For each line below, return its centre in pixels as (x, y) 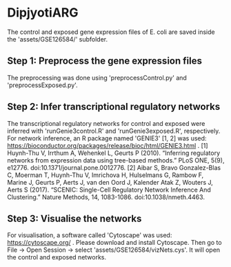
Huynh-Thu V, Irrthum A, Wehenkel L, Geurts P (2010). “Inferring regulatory (114, 153)
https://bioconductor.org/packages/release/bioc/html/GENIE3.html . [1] (108, 145)
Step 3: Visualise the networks (74, 218)
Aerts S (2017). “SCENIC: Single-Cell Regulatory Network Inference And (109, 190)
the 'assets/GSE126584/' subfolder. (58, 39)
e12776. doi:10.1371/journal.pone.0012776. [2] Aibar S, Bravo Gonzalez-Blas (114, 167)
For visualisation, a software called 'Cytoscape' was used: (90, 235)
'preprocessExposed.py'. (42, 85)
